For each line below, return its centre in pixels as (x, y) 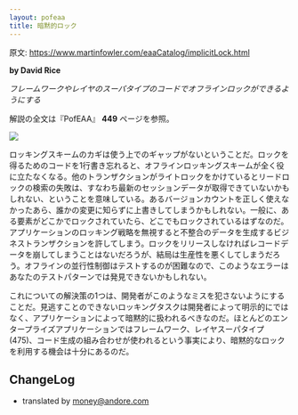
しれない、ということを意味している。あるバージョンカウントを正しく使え (145, 199)
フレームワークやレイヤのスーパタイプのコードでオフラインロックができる (145, 88)
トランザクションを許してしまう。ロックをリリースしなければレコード (153, 243)
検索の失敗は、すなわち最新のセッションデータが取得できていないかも (161, 187)
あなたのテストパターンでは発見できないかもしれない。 (110, 276)
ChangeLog (42, 379)
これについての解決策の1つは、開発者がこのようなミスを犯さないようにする (147, 296)
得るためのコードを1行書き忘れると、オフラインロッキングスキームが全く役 (147, 165)
